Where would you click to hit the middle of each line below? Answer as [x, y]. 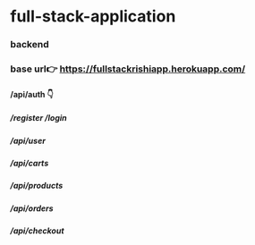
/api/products [37, 186]
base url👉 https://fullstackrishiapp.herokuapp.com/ [128, 69]
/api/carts [30, 163]
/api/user [28, 140]
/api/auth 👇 [32, 94]
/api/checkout [38, 231]
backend [30, 45]
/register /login [39, 118]
